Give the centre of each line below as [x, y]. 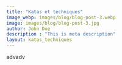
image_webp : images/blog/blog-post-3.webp [61, 17]
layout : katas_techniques [39, 40]
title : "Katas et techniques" [45, 12]
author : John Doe [28, 29]
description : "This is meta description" [61, 34]
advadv [16, 57]
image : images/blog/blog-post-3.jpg [53, 23]
